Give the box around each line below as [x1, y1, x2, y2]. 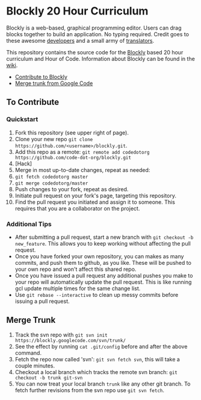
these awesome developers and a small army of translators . [6, 37, 155, 44]
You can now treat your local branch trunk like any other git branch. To [14, 380, 191, 387]
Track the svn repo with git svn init [14, 331, 108, 338]
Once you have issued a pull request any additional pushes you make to [14, 271, 193, 279]
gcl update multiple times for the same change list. [14, 285, 141, 292]
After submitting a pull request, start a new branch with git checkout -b [14, 233, 194, 241]
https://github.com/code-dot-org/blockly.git [14, 154, 131, 160]
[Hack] [14, 160, 32, 167]
